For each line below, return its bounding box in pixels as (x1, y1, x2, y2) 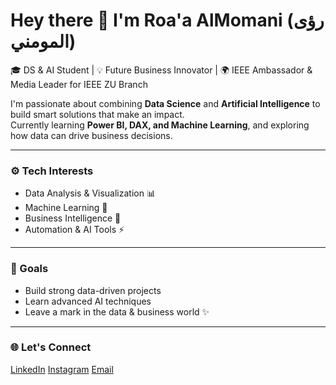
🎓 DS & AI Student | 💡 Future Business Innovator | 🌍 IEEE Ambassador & (10, 64, 313, 76)
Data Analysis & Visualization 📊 (24, 187, 156, 199)
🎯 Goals (10, 262, 49, 276)
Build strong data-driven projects (24, 284, 162, 296)
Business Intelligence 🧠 (24, 212, 122, 224)
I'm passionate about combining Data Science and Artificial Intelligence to (10, 97, 321, 109)
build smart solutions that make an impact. (10, 108, 185, 120)
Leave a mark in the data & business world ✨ (24, 305, 210, 318)
